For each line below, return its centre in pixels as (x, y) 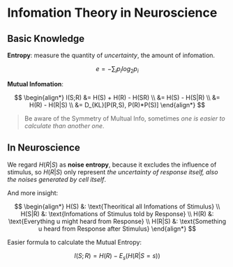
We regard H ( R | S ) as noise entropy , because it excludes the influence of (112, 165)
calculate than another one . (64, 125)
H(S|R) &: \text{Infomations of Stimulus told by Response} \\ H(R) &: (117, 213)
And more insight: (33, 192)
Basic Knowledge (46, 39)
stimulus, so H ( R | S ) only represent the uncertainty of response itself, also (113, 171)
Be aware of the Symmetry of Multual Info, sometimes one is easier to (125, 118)
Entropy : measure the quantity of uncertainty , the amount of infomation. (111, 55)
